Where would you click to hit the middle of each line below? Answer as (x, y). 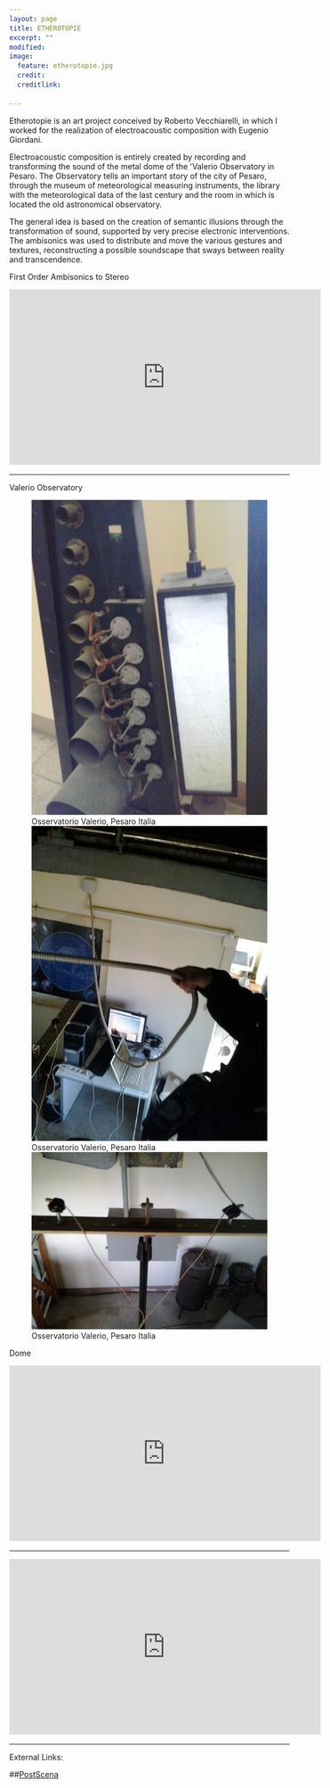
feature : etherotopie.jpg (65, 66)
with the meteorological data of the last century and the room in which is (142, 194)
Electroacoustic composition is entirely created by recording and (128, 157)
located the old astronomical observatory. (86, 204)
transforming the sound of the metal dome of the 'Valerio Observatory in (142, 166)
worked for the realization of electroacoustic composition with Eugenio (139, 130)
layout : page (33, 19)
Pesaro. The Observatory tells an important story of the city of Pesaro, (138, 176)
